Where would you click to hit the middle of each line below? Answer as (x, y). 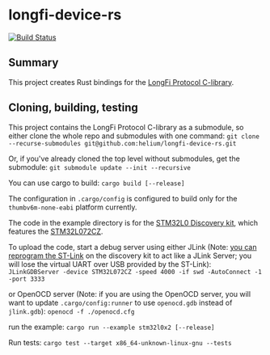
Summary (34, 63)
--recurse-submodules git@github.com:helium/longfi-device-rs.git (122, 143)
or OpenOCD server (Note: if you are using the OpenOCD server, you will (130, 294)
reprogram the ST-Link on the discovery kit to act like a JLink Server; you (130, 256)
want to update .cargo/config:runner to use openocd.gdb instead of (120, 302)
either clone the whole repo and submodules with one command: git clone (134, 136)
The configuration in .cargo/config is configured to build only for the (123, 198)
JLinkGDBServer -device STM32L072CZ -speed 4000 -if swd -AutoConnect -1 (135, 272)
